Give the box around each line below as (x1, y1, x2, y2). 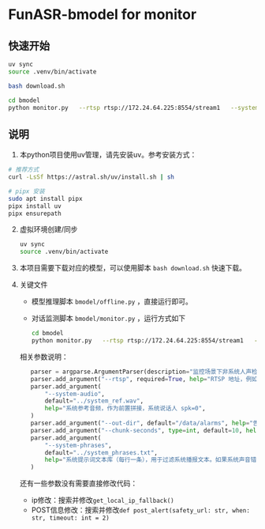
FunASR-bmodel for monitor (8, 6, 197, 24)
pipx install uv (8, 202, 62, 210)
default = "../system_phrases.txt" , (44, 448, 159, 456)
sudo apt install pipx (8, 195, 83, 202)
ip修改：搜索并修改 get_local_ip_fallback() (31, 496, 175, 505)
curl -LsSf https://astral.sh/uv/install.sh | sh (8, 173, 175, 181)
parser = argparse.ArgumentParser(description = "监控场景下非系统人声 (30, 368, 252, 376)
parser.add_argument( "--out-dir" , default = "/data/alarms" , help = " (30, 419, 254, 428)
